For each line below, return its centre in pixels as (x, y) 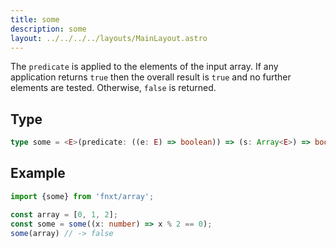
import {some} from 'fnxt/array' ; (82, 196)
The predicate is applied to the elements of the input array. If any (144, 67)
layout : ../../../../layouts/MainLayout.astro (109, 38)
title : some (35, 19)
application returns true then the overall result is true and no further (151, 77)
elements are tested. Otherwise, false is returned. (113, 88)
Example (38, 173)
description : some (48, 29)
